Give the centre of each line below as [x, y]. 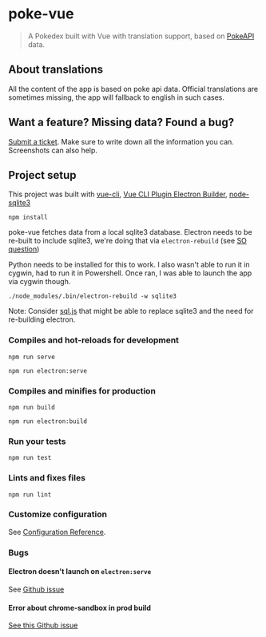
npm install [28, 218]
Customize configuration [58, 514]
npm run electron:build [48, 421]
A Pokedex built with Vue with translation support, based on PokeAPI [141, 36]
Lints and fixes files [47, 478]
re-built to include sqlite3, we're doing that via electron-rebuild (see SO [128, 241]
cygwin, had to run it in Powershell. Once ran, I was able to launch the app [130, 273]
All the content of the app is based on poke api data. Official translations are [133, 89]
